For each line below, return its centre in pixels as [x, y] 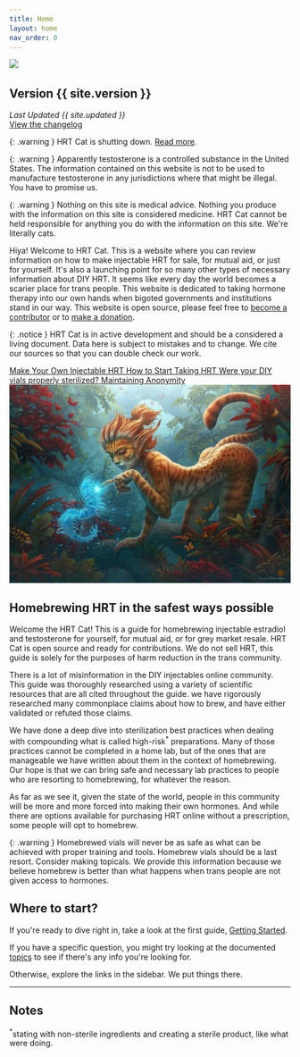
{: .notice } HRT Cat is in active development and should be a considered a [146, 334]
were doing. [31, 1043]
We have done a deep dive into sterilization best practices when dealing [142, 730]
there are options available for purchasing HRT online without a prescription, [150, 816]
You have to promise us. [54, 188]
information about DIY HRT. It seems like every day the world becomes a [143, 279]
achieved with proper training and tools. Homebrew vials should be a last [143, 852]
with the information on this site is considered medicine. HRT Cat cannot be [148, 214]
